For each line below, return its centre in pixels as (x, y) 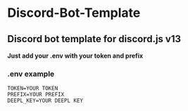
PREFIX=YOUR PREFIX (36, 95)
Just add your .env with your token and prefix (75, 55)
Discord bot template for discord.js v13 (94, 39)
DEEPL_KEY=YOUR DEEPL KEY (45, 101)
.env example (31, 74)
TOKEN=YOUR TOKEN (33, 89)
